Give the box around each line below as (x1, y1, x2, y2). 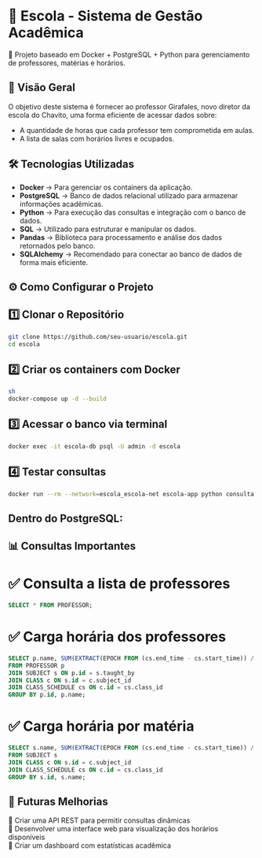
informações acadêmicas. (19, 199, 104, 208)
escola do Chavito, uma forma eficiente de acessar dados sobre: (8, 110, 217, 120)
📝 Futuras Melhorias (8, 794, 108, 808)
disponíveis (8, 833, 45, 842)
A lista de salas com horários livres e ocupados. (19, 134, 175, 143)
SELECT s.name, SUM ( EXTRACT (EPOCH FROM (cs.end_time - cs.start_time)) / (8, 744, 255, 752)
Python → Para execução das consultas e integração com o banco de (19, 208, 246, 217)
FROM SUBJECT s (8, 751, 58, 760)
